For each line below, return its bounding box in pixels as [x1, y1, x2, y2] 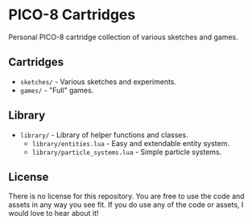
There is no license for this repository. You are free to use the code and [8, 191, 245, 202]
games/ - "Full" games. [19, 85, 94, 95]
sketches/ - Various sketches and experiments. [19, 76, 177, 86]
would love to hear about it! [8, 209, 99, 218]
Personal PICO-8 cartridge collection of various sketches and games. [8, 32, 239, 42]
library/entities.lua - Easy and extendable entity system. [31, 138, 229, 148]
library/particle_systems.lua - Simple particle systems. [31, 147, 222, 157]
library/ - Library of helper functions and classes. [19, 130, 188, 140]
